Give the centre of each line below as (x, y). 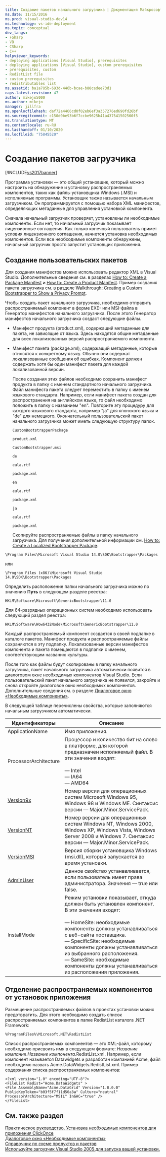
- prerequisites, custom (31, 70)
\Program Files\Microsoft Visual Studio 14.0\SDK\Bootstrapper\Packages (82, 555)
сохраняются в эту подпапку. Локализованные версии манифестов (77, 644)
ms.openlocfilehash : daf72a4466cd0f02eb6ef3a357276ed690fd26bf (72, 111)
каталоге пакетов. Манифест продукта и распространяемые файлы (77, 639)
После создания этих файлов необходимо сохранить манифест (80, 379)
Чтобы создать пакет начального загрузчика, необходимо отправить (78, 303)
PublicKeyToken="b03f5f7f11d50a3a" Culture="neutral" (62, 1092)
